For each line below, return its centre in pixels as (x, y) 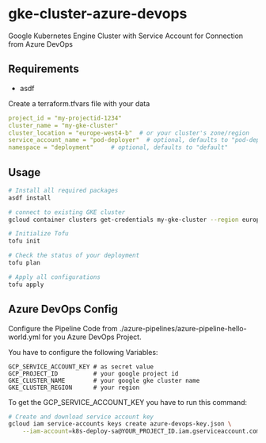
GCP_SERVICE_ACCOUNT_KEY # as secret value (81, 367)
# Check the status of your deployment (74, 256)
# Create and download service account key (81, 417)
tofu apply (26, 285)
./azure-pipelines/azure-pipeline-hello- (183, 328)
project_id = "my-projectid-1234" (65, 118)
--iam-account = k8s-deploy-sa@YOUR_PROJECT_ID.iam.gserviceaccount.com (141, 432)
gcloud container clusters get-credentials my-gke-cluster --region (123, 220)
